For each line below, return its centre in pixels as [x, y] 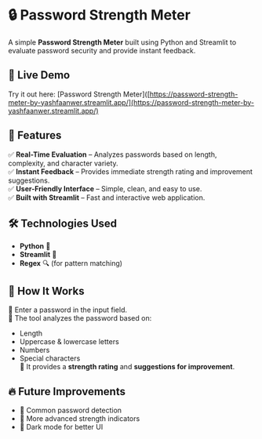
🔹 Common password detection [71, 410]
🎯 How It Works [46, 291]
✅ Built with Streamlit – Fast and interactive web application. [107, 198]
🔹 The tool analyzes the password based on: [80, 318]
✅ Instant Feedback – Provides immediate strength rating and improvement [131, 171]
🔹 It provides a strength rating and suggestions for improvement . [127, 367]
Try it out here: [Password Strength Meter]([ [79, 94]
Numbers [35, 350]
